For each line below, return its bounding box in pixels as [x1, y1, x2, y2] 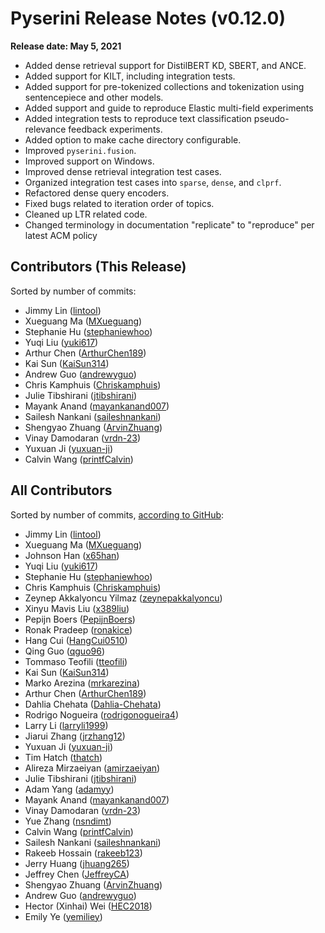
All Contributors [10, 482, 113, 499]
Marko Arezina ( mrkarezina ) [24, 677, 141, 689]
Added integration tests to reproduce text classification [24, 112, 252, 124]
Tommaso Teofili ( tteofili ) [24, 655, 128, 667]
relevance [24, 123, 67, 135]
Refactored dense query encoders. [24, 187, 170, 199]
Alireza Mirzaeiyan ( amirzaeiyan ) [24, 762, 161, 774]
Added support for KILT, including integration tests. [24, 70, 236, 82]
